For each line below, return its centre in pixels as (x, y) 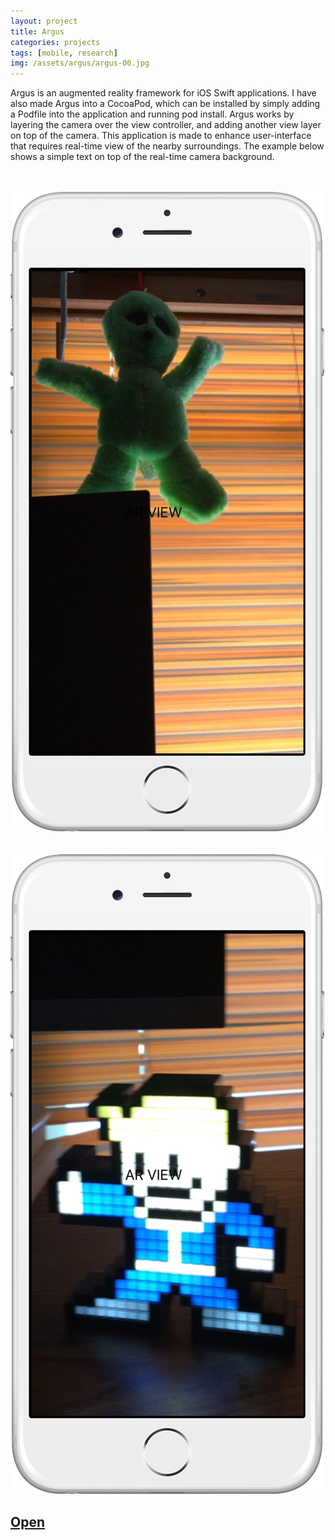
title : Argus (37, 31)
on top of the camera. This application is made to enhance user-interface (161, 136)
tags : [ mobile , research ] (64, 53)
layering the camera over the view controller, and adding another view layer (166, 125)
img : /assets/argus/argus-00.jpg (80, 63)
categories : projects (55, 42)
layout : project (44, 21)
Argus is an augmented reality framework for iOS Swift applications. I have (163, 93)
